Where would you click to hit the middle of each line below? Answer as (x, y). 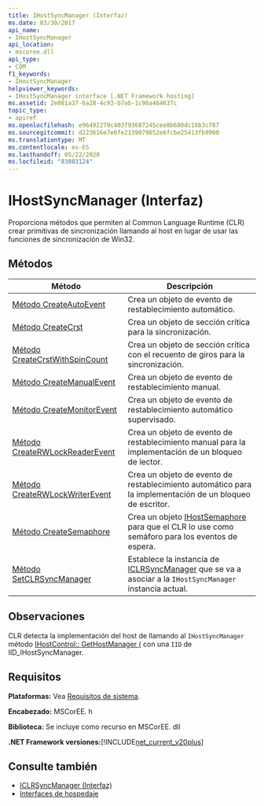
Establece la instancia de (174, 559)
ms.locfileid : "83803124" (50, 162)
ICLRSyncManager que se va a (185, 569)
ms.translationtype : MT (47, 140)
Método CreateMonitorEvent (65, 409)
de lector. (145, 461)
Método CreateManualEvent (64, 382)
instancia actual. (158, 589)
